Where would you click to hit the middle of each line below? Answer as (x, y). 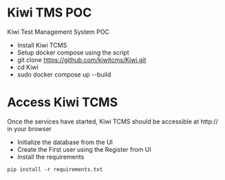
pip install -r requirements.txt (55, 169)
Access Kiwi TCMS (63, 102)
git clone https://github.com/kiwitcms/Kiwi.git (82, 59)
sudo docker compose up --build (64, 74)
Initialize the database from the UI (65, 142)
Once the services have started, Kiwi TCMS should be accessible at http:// (112, 121)
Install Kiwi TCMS (42, 45)
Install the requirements (51, 157)
